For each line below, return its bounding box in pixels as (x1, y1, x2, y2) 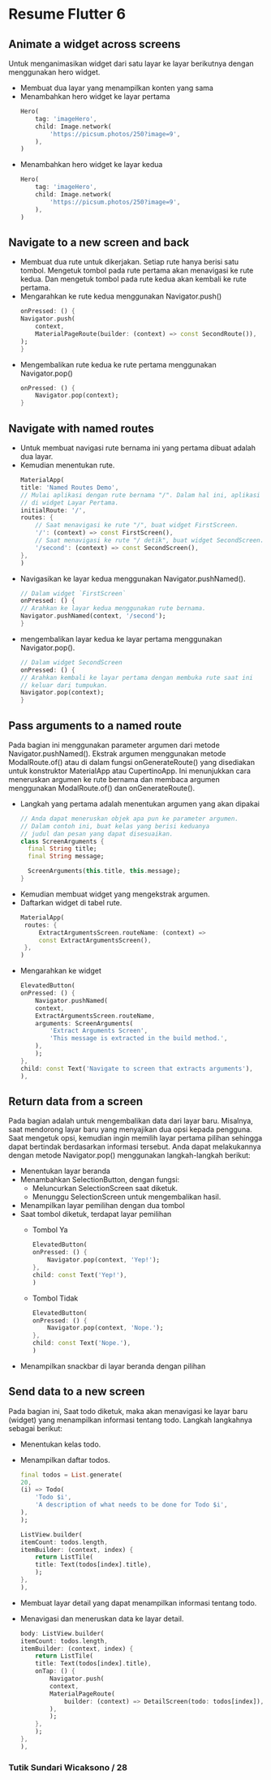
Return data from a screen (8, 1094, 144, 1108)
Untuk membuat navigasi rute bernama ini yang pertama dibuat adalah (19, 443, 256, 453)
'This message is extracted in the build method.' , (49, 1034, 228, 1043)
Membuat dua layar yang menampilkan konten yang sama (19, 83, 213, 92)
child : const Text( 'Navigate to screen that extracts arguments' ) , (19, 1064, 254, 1073)
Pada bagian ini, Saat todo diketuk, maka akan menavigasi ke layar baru (8, 1406, 248, 1416)
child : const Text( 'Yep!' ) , (32, 1271, 127, 1279)
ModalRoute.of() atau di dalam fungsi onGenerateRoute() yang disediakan (8, 757, 256, 767)
